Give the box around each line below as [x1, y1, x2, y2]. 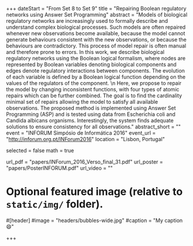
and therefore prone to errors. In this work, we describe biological [6, 49, 165, 55]
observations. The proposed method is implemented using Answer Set [6, 105, 177, 111]
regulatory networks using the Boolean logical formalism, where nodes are [6, 55, 186, 61]
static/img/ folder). [6, 197, 104, 211]
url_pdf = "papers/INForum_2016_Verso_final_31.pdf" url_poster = [6, 158, 164, 165]
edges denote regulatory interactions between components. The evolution [6, 67, 185, 74]
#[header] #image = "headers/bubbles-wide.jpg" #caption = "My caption [6, 217, 183, 224]
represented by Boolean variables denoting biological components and [6, 61, 177, 68]
